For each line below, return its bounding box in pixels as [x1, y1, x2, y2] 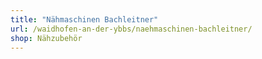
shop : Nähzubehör [10, 33, 83, 43]
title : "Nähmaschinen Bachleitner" [10, 14, 159, 25]
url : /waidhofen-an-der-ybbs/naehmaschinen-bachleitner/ [10, 24, 253, 34]
